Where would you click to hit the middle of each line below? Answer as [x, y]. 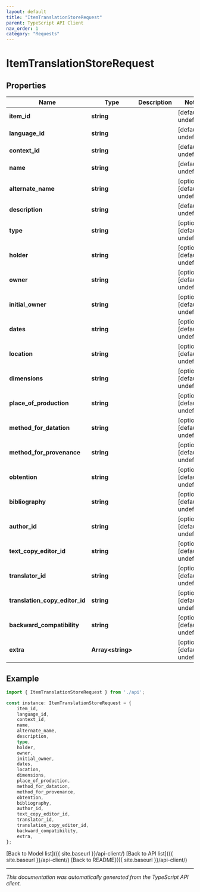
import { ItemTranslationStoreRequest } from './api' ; [76, 692]
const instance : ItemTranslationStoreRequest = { [69, 703]
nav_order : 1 [22, 28]
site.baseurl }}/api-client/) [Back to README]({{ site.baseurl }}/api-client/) [97, 860]
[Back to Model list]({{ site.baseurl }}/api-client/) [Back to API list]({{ [90, 853]
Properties [26, 85]
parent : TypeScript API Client [45, 23]
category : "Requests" [33, 34]
